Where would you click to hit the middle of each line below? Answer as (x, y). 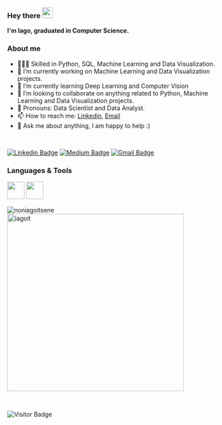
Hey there (24, 15)
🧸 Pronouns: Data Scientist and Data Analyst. (81, 108)
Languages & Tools (40, 170)
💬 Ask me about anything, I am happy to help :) (83, 125)
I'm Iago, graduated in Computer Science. (68, 30)
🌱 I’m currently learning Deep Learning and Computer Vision (103, 86)
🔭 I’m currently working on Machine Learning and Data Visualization (113, 71)
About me (24, 48)
